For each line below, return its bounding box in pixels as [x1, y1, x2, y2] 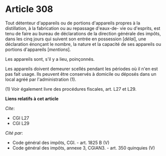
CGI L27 [12, 115, 29, 121]
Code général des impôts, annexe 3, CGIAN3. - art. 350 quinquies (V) [12, 145, 156, 151]
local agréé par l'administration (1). [5, 76, 76, 82]
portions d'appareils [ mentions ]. [5, 46, 71, 52]
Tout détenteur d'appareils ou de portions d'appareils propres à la [5, 20, 141, 26]
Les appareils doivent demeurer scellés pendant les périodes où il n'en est [5, 66, 158, 72]
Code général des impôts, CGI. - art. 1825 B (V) [12, 140, 110, 146]
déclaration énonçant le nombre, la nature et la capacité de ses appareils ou [5, 41, 161, 47]
